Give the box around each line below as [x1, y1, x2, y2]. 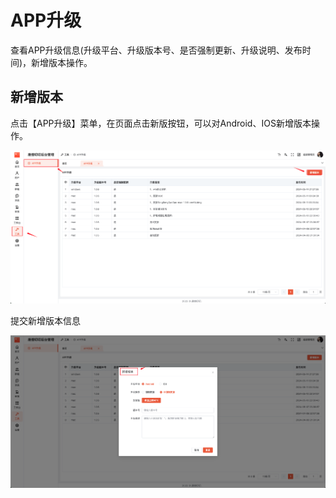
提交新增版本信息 [10, 314, 81, 326]
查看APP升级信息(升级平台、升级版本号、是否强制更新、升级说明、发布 [10, 44, 303, 56]
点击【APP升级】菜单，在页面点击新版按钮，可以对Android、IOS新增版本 [10, 117, 312, 129]
